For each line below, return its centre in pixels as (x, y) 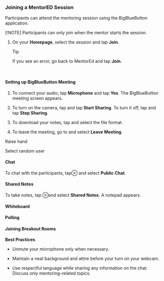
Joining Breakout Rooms (31, 229)
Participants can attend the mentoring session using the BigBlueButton (76, 18)
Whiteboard (18, 206)
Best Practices (20, 240)
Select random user (25, 151)
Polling (12, 218)
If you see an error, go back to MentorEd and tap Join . (67, 61)
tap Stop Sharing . (30, 113)
